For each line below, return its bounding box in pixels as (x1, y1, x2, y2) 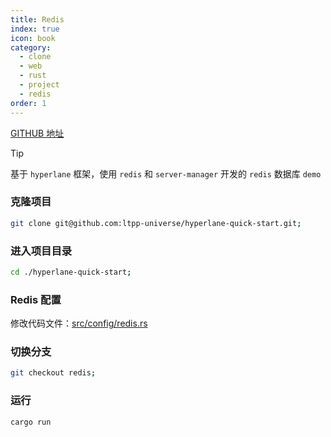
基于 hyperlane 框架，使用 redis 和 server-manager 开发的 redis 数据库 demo (10, 167, 322, 180)
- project (19, 80, 60, 90)
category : (10, 42, 52, 53)
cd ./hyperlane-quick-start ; (10, 267, 132, 277)
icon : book (10, 33, 56, 43)
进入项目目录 (10, 244, 73, 258)
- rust (19, 71, 47, 81)
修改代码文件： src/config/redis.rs (10, 317, 148, 330)
